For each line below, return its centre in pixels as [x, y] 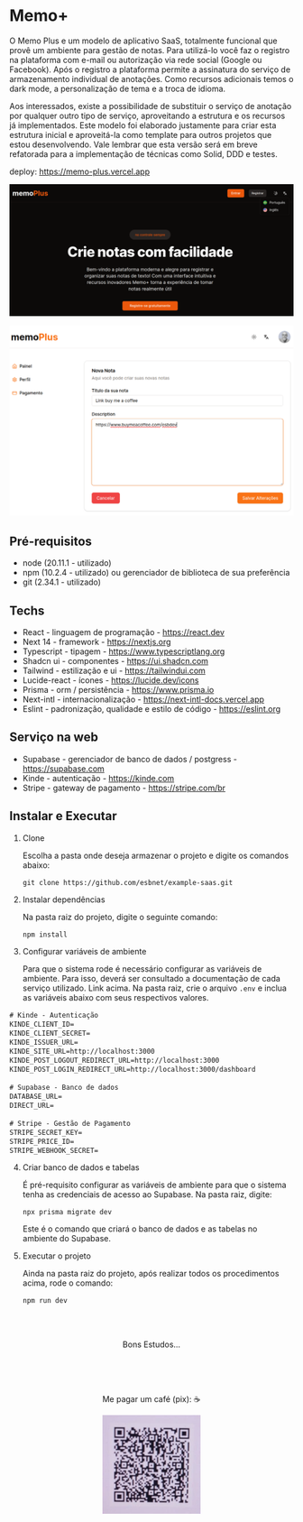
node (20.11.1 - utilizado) [67, 563]
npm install [45, 935]
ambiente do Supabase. [66, 1238]
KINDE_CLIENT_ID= [42, 1024]
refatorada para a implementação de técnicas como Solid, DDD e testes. [143, 153]
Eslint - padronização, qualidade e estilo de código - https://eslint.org [151, 708]
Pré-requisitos [51, 541]
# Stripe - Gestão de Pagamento [70, 1123]
